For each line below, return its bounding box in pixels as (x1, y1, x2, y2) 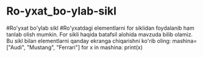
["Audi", (6, 44, 26, 51)
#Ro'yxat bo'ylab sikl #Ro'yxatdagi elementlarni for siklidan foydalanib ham (6, 24, 194, 32)
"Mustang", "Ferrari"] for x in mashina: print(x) (26, 44, 143, 51)
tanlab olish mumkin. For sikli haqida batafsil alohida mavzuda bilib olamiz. (6, 30, 193, 38)
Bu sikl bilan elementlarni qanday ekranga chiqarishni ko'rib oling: (6, 37, 171, 44)
